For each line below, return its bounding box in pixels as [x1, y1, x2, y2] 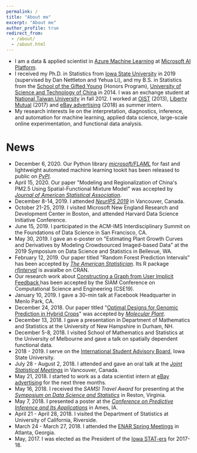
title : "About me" [6, 14, 51, 20]
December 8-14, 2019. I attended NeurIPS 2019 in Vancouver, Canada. [14, 198, 185, 205]
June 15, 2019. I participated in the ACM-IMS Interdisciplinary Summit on [14, 222, 191, 229]
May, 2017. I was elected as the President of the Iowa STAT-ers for [14, 435, 175, 442]
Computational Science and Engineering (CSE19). [14, 285, 135, 292]
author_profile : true [6, 25, 59, 31]
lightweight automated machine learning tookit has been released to [14, 166, 180, 174]
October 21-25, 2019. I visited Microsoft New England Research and [14, 204, 179, 211]
